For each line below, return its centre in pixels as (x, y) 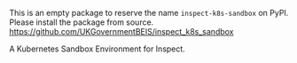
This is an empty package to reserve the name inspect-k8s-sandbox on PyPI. (149, 13)
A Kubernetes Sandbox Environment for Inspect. (98, 49)
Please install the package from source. (82, 22)
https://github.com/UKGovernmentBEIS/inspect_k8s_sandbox (121, 31)
